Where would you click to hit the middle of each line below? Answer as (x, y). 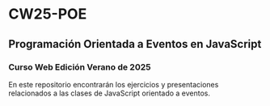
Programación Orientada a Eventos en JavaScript (135, 44)
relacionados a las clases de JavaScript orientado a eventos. (110, 93)
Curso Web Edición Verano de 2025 (80, 67)
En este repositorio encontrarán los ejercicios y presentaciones (114, 84)
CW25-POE (48, 14)
